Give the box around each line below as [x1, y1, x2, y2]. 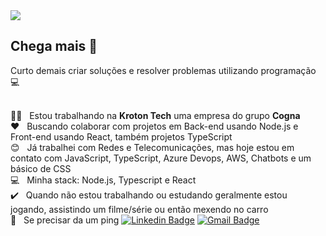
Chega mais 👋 [10, 38, 98, 55]
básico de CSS [10, 162, 72, 174]
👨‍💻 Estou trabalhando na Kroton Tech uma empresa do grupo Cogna [10, 109, 301, 121]
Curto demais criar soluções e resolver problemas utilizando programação [10, 64, 317, 76]
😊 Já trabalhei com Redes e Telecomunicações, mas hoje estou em [10, 141, 295, 153]
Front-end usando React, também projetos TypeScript [10, 130, 233, 143]
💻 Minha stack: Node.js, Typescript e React [10, 174, 197, 186]
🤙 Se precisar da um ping [10, 214, 120, 226]
